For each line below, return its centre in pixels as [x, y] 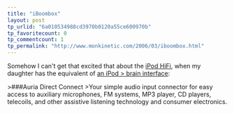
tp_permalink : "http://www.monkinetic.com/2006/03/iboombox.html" [106, 46]
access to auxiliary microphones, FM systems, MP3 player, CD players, [109, 94]
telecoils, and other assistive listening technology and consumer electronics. [117, 101]
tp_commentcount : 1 [36, 40]
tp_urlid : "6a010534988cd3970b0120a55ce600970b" [79, 27]
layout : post [26, 20]
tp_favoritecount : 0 [37, 33]
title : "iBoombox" [34, 14]
